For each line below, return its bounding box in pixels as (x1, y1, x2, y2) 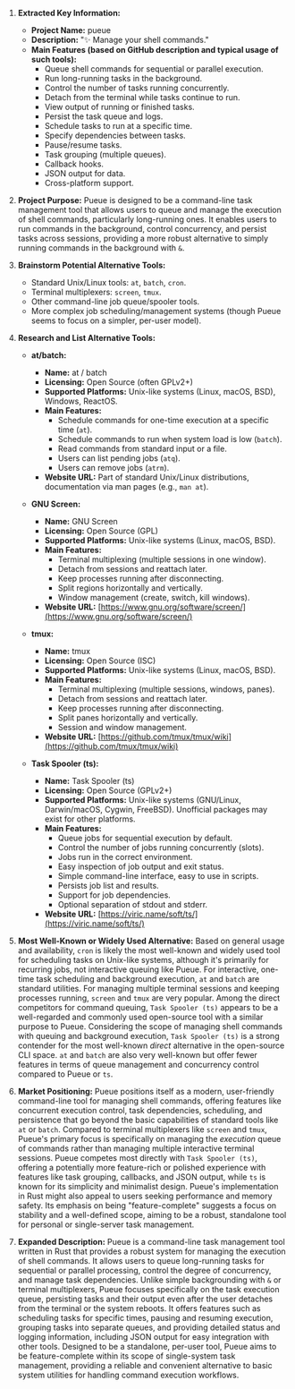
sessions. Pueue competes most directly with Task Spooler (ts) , (17, 1153, 257, 1163)
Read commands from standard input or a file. (57, 443, 228, 454)
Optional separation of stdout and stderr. (57, 899, 208, 909)
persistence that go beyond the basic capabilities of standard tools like (17, 1114, 279, 1125)
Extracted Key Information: (17, 8, 121, 18)
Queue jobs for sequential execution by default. (57, 832, 233, 843)
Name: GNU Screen (44, 516, 118, 526)
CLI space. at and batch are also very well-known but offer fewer (17, 1050, 257, 1060)
